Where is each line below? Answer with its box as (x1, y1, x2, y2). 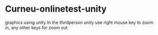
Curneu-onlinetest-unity (5, 3, 107, 15)
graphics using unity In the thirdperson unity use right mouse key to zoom (5, 19, 154, 25)
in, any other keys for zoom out (5, 24, 68, 30)
